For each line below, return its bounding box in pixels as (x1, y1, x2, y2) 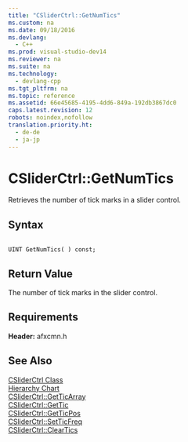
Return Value (8, 267, 73, 280)
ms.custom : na (8, 19, 55, 27)
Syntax (8, 217, 44, 232)
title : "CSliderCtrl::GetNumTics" (8, 11, 121, 20)
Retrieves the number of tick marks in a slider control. (8, 195, 182, 205)
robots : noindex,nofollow (8, 114, 92, 122)
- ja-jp (15, 135, 41, 144)
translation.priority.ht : (8, 121, 92, 129)
